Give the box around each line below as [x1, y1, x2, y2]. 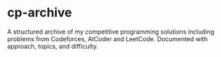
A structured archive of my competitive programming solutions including [7, 27, 215, 36]
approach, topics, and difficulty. [7, 42, 99, 50]
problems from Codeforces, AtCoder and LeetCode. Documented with [7, 34, 208, 43]
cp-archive [7, 5, 72, 21]
